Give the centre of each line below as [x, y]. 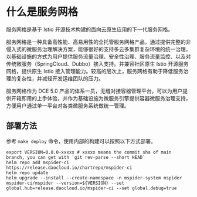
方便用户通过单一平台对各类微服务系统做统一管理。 [68, 106]
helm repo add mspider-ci [38, 162]
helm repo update [27, 173]
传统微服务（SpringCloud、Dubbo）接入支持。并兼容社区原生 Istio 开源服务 [97, 64]
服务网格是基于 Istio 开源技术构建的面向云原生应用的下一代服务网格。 [90, 29]
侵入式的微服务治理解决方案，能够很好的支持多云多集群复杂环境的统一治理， [98, 49]
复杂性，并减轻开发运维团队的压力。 [60, 78]
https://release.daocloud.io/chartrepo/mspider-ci [69, 168]
